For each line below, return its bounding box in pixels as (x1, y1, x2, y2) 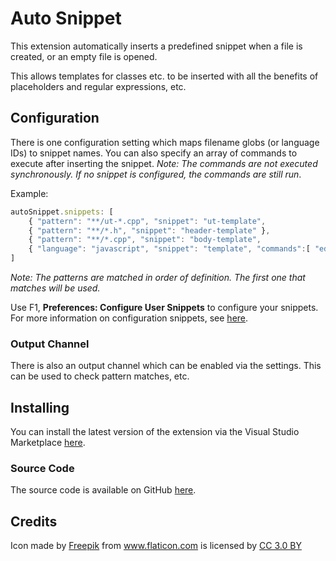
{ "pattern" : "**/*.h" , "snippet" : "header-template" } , (28, 225, 271, 236)
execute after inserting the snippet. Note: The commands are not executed (10, 157, 318, 169)
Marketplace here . (10, 437, 86, 449)
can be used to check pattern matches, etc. (10, 370, 190, 382)
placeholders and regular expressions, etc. (10, 80, 187, 92)
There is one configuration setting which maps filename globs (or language (10, 136, 320, 148)
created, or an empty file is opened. (10, 50, 158, 62)
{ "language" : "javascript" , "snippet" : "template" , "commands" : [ (28, 244, 311, 254)
